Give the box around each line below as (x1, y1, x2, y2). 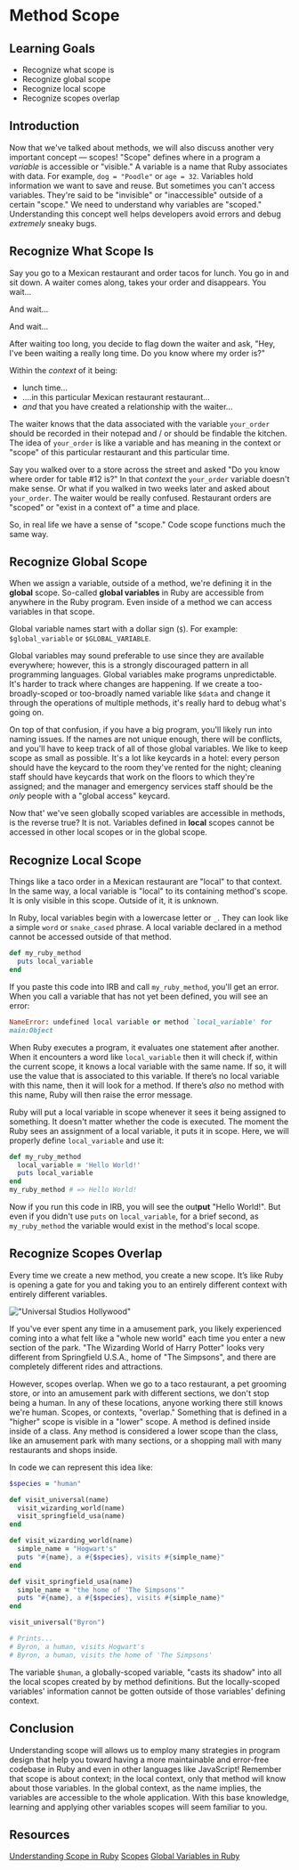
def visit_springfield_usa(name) (9, 1577, 133, 1586)
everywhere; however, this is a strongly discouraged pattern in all (9, 660, 249, 671)
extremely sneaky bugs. (9, 217, 98, 228)
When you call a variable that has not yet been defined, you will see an (9, 991, 269, 1001)
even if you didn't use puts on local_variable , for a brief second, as (9, 1211, 260, 1221)
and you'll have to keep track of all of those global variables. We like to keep (9, 743, 288, 754)
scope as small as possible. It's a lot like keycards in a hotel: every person (9, 753, 280, 764)
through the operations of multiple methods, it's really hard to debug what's (9, 698, 287, 708)
